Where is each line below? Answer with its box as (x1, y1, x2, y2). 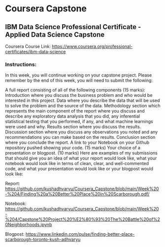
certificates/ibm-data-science (5, 49, 66, 54)
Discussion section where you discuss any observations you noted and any (5, 129, 158, 135)
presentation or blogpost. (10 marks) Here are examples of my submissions (5, 150, 158, 156)
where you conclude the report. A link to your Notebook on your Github (5, 139, 150, 146)
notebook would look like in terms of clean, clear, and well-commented (5, 161, 149, 166)
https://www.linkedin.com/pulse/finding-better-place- (25, 231, 135, 237)
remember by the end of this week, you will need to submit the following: (5, 78, 153, 83)
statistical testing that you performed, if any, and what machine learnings (5, 119, 154, 124)
